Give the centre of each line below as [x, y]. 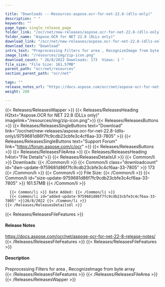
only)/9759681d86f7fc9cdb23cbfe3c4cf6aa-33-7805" [60, 136]
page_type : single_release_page [38, 28]
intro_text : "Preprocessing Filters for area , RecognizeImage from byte [82, 50]
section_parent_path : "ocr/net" [38, 74]
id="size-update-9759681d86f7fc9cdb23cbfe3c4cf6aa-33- [89, 178]
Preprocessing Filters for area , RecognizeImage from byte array [70, 269]
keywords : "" [18, 23]
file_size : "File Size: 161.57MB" [41, 64]
